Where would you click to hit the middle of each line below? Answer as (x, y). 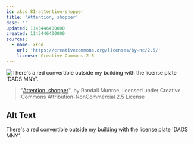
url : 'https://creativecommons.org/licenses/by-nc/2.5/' (89, 50)
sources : (17, 39)
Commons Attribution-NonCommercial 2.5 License (83, 97)
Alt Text (21, 115)
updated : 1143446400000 (36, 28)
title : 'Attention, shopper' (42, 17)
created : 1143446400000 (36, 34)
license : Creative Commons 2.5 (56, 56)
